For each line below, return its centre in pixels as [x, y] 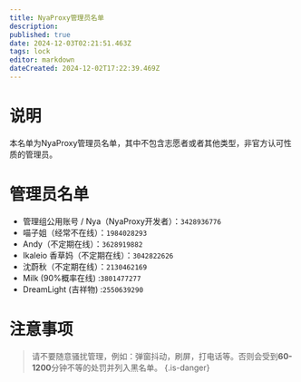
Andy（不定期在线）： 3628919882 [83, 244]
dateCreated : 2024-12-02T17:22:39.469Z [85, 69]
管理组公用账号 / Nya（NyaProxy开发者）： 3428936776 [122, 221]
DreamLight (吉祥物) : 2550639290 [83, 289]
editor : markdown [42, 60]
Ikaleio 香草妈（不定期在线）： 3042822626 [98, 255]
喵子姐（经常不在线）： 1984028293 [85, 232]
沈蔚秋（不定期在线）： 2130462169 [85, 266]
